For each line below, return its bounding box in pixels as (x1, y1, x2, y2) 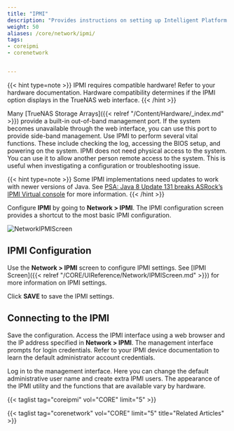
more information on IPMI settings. (7, 278, 107, 287)
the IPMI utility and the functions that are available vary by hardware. (7, 381, 206, 390)
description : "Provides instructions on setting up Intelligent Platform (7, 17, 228, 24)
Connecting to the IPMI (7, 313, 110, 324)
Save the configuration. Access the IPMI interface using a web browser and (7, 331, 226, 339)
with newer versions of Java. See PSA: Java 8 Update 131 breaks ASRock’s (7, 182, 223, 191)
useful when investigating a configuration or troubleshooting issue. (7, 161, 201, 170)
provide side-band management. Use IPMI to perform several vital (7, 131, 198, 140)
